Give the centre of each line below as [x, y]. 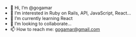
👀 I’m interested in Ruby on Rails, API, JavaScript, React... [71, 13]
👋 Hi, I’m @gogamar [31, 8]
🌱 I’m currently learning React [41, 18]
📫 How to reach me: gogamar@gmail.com [55, 29]
